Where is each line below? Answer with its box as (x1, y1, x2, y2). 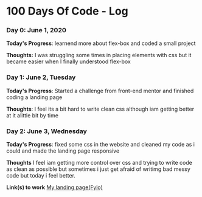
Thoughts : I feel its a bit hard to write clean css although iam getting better (6, 105, 195, 112)
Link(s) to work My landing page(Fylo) (6, 184, 103, 191)
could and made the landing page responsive (6, 147, 120, 154)
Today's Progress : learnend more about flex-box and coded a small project (6, 40, 196, 47)
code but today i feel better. (6, 172, 76, 179)
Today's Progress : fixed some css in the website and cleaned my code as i (6, 141, 195, 148)
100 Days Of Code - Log (6, 4, 129, 18)
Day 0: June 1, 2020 (6, 26, 67, 35)
